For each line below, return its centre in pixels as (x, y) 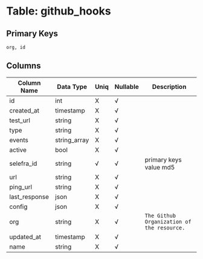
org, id (16, 47)
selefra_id (23, 163)
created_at (24, 110)
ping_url (21, 187)
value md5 (160, 167)
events (19, 140)
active (18, 149)
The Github (160, 215)
